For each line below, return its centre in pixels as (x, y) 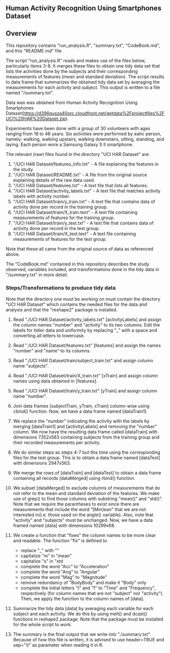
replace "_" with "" (40, 550)
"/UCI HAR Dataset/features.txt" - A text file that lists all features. (80, 186)
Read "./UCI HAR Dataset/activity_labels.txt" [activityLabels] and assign (87, 319)
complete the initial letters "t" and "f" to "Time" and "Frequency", (88, 588)
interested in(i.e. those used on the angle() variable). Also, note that (83, 515)
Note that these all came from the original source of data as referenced (79, 249)
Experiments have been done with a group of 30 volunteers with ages (78, 129)
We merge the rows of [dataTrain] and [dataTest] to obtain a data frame (87, 473)
